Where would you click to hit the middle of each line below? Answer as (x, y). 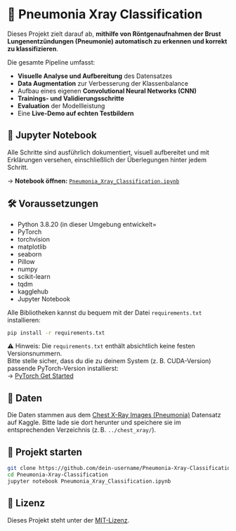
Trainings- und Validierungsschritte (71, 98)
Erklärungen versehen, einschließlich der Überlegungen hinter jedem (107, 159)
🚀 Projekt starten (45, 452)
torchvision (34, 239)
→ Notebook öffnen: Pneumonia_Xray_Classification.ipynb (93, 181)
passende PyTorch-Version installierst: (63, 369)
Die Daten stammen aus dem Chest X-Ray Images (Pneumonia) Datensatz (114, 415)
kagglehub (33, 291)
